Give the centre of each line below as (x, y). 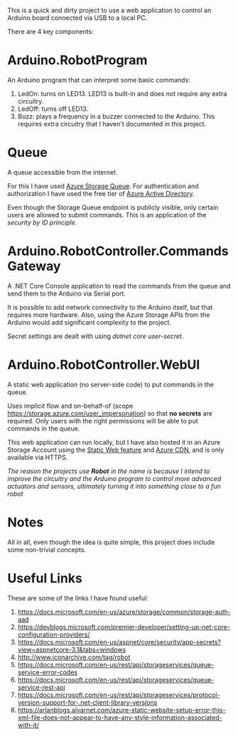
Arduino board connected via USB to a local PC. (77, 18)
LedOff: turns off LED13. (53, 109)
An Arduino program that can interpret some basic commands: (99, 80)
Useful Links (45, 578)
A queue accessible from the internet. (63, 172)
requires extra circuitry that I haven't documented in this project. (112, 124)
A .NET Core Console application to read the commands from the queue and (119, 286)
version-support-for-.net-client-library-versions (87, 702)
